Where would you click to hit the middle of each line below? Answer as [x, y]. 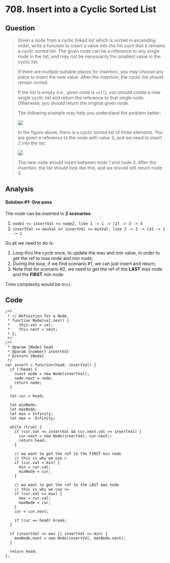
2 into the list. [32, 143]
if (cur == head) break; [41, 521]
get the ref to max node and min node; [53, 258]
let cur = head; [27, 396]
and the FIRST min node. [39, 274]
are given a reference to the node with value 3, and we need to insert [90, 138]
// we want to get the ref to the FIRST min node [68, 454]
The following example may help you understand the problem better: [89, 113]
